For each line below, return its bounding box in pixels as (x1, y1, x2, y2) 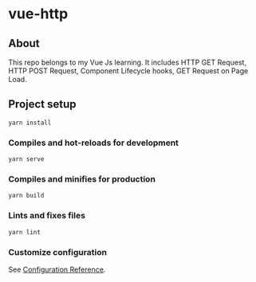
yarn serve (8, 155, 45, 163)
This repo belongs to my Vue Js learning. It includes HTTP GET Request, (8, 57, 247, 67)
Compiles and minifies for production (8, 174, 156, 185)
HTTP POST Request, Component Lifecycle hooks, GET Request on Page (8, 66, 249, 76)
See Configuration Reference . (8, 264, 106, 274)
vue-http (8, 5, 69, 23)
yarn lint (8, 228, 41, 236)
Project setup (8, 97, 77, 112)
